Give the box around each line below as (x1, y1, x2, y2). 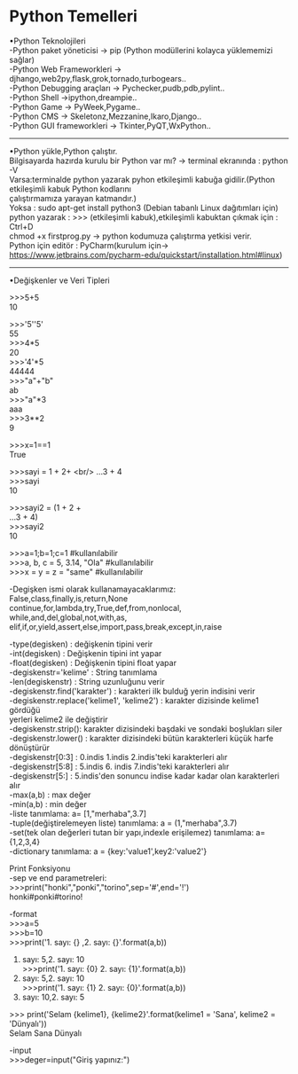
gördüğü (9, 704, 41, 715)
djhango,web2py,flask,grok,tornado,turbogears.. (9, 73, 186, 83)
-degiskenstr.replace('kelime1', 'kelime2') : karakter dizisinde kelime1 (9, 694, 259, 706)
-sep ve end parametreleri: (9, 872, 107, 883)
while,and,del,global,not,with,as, (9, 612, 128, 623)
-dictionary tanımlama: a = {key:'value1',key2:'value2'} (9, 845, 208, 857)
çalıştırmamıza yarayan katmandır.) (9, 192, 137, 203)
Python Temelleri (9, 6, 137, 27)
